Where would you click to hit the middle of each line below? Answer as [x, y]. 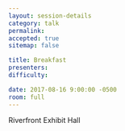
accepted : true [34, 38]
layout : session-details [50, 16]
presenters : [28, 68]
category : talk [34, 23]
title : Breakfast [37, 60]
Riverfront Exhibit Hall [44, 120]
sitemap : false [34, 46]
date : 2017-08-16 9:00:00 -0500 [62, 89]
